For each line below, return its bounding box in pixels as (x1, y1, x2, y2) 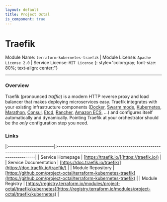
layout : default (5, 7, 39, 12)
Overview (5, 82, 29, 89)
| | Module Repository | (67, 165, 114, 171)
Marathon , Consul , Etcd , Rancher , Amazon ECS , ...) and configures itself (5, 109, 153, 115)
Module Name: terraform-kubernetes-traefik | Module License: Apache (5, 54, 151, 60)
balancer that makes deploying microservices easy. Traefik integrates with (5, 99, 158, 104)
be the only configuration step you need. (5, 120, 88, 126)
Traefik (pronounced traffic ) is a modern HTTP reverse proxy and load (5, 93, 149, 100)
